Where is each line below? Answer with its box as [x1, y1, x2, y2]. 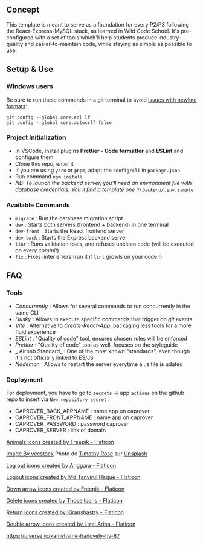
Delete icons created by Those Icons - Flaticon [6, 497, 123, 504]
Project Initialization [6, 133, 66, 142]
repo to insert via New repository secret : [6, 396, 110, 403]
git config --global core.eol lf [6, 114, 91, 120]
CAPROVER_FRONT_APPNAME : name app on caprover [14, 414, 153, 421]
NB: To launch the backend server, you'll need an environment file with [14, 179, 192, 186]
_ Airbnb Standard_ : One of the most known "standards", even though [14, 347, 190, 354]
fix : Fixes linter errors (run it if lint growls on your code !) [14, 253, 163, 261]
